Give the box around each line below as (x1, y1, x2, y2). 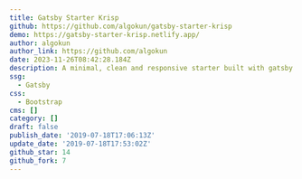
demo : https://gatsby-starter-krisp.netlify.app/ (9, 30, 201, 39)
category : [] (9, 114, 59, 123)
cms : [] (9, 106, 39, 115)
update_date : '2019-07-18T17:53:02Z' (9, 139, 152, 148)
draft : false (9, 123, 59, 132)
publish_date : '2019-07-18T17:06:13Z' (9, 131, 156, 140)
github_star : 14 (9, 147, 71, 156)
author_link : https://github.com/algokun (9, 47, 168, 56)
